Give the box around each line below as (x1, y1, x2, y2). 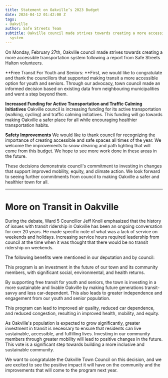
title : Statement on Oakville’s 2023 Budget (5, 7, 99, 13)
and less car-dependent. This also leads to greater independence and (18, 290, 162, 296)
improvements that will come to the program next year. (5, 367, 118, 373)
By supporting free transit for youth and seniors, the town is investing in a (5, 279, 156, 285)
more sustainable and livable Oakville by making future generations (5, 285, 144, 291)
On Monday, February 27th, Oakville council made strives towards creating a (5, 49, 163, 55)
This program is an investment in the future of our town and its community (5, 264, 158, 270)
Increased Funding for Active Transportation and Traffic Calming (5, 101, 142, 107)
